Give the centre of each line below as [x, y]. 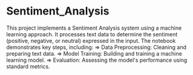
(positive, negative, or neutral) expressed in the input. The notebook [91, 41]
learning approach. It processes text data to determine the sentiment [92, 34]
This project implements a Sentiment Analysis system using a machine [94, 28]
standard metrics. [28, 66]
